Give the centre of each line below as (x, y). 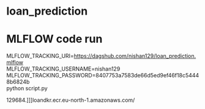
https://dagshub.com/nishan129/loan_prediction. (135, 56)
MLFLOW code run (54, 39)
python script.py (27, 88)
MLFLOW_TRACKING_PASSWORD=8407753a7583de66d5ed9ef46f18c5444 (103, 76)
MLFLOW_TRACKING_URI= (40, 56)
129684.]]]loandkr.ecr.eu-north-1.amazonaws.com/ (71, 100)
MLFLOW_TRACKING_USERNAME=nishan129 (63, 69)
